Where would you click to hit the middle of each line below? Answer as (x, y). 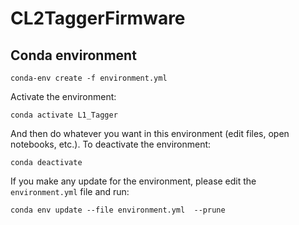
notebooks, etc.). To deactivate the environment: (111, 144)
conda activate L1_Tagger (64, 115)
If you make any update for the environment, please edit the (133, 181)
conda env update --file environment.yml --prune (118, 210)
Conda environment (73, 55)
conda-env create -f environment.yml (89, 78)
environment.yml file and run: (70, 191)
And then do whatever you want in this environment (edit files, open (150, 133)
